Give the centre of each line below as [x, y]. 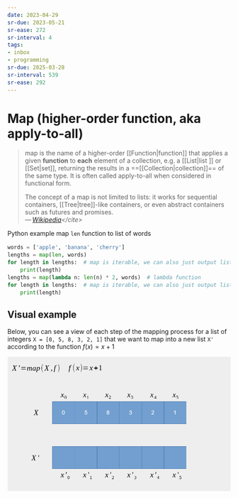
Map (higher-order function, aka [104, 118]
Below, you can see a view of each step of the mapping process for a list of [117, 332]
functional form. [48, 183]
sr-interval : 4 [30, 38]
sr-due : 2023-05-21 [36, 22]
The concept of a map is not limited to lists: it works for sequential [121, 197]
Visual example [42, 314]
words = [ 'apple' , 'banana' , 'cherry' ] [66, 248]
